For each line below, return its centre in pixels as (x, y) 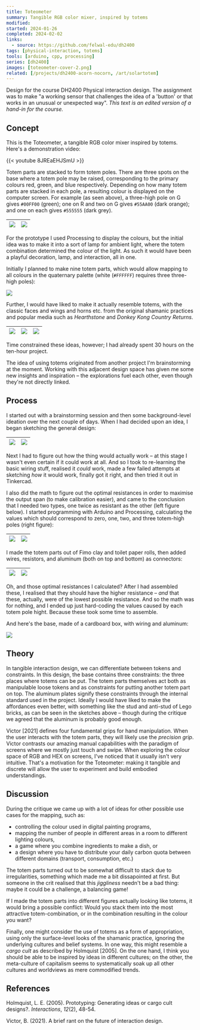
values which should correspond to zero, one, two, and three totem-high (96, 518)
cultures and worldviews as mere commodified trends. (73, 969)
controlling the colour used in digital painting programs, (83, 826)
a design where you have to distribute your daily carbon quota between (103, 852)
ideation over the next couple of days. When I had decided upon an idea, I (97, 421)
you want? (19, 920)
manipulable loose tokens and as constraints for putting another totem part (98, 687)
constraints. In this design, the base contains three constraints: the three (95, 674)
